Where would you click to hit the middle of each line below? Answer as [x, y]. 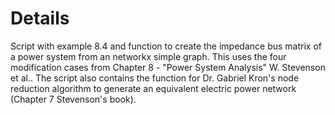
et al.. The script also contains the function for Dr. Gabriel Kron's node [155, 78]
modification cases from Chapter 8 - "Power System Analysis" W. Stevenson [168, 67]
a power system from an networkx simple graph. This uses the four [148, 56]
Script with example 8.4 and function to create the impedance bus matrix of [166, 46]
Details [40, 18]
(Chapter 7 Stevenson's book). [73, 99]
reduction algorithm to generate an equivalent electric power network [153, 88]
